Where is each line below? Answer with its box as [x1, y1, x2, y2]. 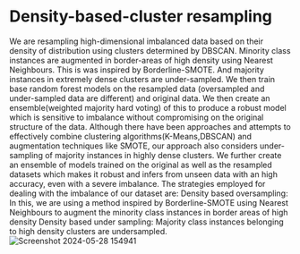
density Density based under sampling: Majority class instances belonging [9, 216, 284, 227]
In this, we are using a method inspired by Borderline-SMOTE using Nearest [9, 197, 289, 207]
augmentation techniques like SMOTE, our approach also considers [9, 140, 258, 151]
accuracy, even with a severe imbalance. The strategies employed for [9, 178, 266, 189]
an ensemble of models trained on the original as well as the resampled [9, 159, 273, 170]
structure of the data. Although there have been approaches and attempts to [9, 121, 291, 131]
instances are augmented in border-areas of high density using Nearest [9, 55, 273, 65]
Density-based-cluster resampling [9, 6, 273, 27]
